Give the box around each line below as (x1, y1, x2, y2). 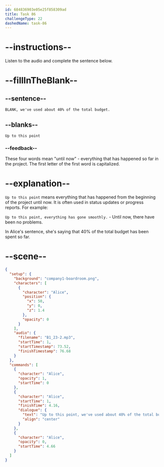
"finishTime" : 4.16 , (18, 403, 60, 408)
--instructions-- (5, 42, 72, 53)
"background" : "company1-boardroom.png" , (14, 276, 99, 281)
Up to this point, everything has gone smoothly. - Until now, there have (5, 214, 155, 220)
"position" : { (22, 294, 51, 299)
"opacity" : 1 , (18, 376, 47, 381)
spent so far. (5, 234, 30, 240)
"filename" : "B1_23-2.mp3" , (18, 335, 76, 340)
